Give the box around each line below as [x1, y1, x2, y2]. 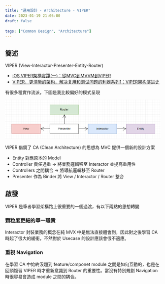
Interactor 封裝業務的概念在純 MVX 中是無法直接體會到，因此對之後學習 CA [5, 229, 158, 235]
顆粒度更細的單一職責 [5, 217, 56, 224]
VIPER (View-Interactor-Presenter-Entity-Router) [5, 62, 103, 68]
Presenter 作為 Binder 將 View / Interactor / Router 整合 [12, 174, 124, 180]
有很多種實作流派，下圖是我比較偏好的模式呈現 [5, 89, 100, 95]
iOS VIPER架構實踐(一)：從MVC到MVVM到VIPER [12, 72, 111, 79]
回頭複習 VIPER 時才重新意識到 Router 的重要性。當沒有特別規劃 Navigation [5, 267, 158, 273]
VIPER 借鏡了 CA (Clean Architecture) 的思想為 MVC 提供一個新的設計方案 [5, 144, 155, 150]
